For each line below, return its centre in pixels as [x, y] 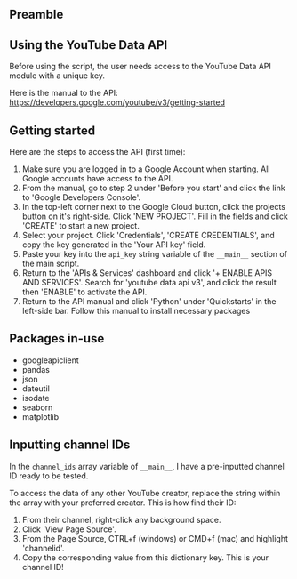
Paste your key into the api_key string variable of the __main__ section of [154, 254]
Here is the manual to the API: [64, 93]
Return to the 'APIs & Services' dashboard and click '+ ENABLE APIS [147, 273]
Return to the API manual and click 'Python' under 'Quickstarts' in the [149, 302]
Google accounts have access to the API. [97, 179]
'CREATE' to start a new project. [80, 226]
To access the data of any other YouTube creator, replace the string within [145, 493]
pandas [36, 369]
